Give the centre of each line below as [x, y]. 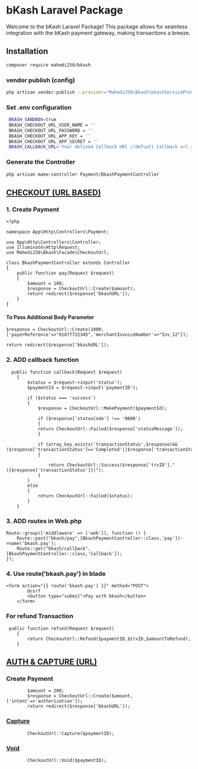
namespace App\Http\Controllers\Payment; [58, 232]
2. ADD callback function [43, 360]
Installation [27, 52]
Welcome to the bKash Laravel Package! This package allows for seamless [97, 27]
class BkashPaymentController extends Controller [68, 263]
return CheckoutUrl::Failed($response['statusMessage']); [110, 429]
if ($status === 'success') [62, 398]
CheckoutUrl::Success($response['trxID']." [121, 465]
